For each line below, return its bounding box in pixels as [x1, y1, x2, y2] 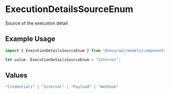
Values [5, 71, 28, 79]
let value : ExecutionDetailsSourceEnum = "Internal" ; [5, 57, 121, 62]
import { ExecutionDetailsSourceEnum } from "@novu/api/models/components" [5, 48, 168, 53]
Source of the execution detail [5, 20, 68, 26]
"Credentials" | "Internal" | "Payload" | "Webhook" [5, 84, 119, 89]
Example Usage [5, 35, 56, 43]
